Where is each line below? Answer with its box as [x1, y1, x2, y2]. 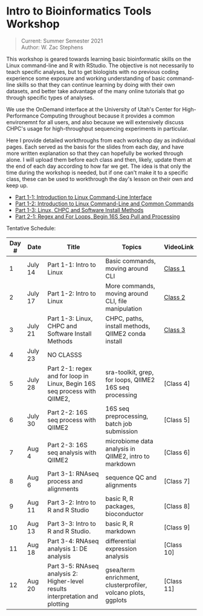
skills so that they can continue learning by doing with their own [16, 81, 175, 88]
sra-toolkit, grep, [105, 368, 154, 376]
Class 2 [164, 293, 185, 301]
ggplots [105, 595, 127, 604]
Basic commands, [105, 256, 156, 265]
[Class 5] [164, 416, 190, 424]
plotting [47, 600, 69, 608]
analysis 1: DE [47, 544, 88, 552]
